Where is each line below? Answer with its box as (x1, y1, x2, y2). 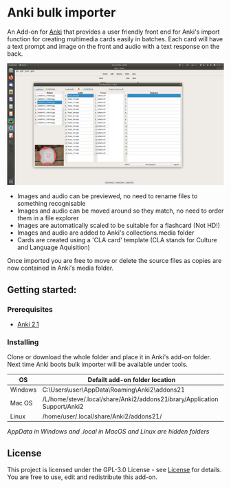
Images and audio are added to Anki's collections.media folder (16, 229, 195, 237)
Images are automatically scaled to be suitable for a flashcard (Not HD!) (16, 222, 221, 230)
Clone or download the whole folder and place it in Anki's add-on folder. (7, 353, 212, 361)
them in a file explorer (16, 214, 79, 222)
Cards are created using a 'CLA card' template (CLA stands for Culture (16, 236, 218, 244)
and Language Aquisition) (16, 243, 91, 252)
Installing (7, 337, 39, 347)
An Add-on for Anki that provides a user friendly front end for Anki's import (7, 28, 220, 36)
